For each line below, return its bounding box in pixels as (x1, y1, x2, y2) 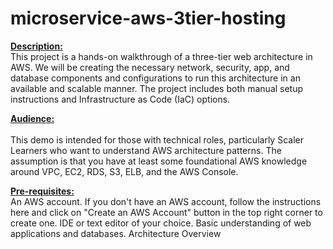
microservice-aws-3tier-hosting (10, 7, 287, 30)
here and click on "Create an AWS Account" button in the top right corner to (10, 206, 323, 218)
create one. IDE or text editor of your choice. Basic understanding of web (10, 217, 312, 229)
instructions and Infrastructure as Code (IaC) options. (10, 93, 231, 105)
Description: (10, 40, 63, 52)
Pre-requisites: (10, 185, 75, 197)
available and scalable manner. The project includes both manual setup (10, 82, 304, 94)
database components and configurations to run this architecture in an (10, 72, 301, 84)
